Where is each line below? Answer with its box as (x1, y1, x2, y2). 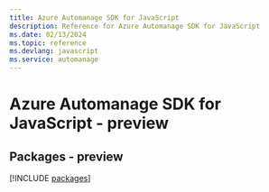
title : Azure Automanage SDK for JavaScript (9, 13, 180, 23)
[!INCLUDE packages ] (9, 173, 91, 183)
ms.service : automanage (9, 55, 99, 64)
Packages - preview (9, 149, 124, 164)
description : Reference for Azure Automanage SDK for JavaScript (9, 22, 260, 31)
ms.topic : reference (9, 38, 88, 48)
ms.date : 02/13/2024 (9, 30, 88, 39)
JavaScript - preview (9, 114, 170, 133)
